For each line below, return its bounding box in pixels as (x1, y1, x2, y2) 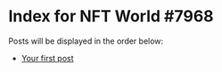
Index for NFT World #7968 (8, 6, 215, 27)
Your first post (21, 52, 74, 63)
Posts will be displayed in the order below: (8, 36, 164, 46)
